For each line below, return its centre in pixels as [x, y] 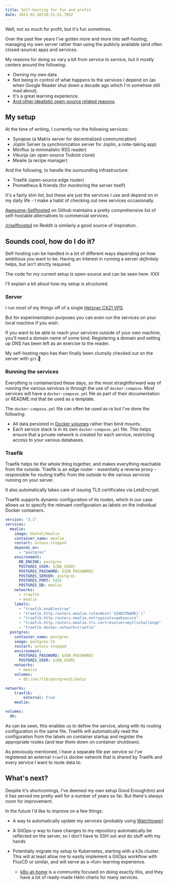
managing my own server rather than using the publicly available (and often [84, 44]
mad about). [25, 90]
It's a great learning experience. [46, 96]
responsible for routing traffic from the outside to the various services [78, 475]
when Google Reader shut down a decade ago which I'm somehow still [86, 85]
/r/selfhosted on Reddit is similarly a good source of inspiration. [71, 226]
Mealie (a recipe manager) [40, 161]
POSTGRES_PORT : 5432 [40, 581]
